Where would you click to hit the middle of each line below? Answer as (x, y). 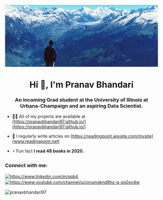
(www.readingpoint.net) (36, 141)
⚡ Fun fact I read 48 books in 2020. (48, 151)
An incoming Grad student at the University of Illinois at (81, 100)
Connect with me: (26, 166)
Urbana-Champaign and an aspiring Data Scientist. (81, 106)
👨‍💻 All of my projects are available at (49, 117)
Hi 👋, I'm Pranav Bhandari (81, 84)
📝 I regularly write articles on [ (42, 136)
